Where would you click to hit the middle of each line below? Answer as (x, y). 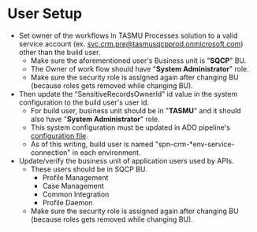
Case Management (73, 186)
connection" (50, 152)
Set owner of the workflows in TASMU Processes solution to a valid (128, 35)
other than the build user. (60, 52)
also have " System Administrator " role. (95, 119)
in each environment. (106, 152)
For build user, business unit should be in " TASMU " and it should (136, 110)
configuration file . (59, 135)
